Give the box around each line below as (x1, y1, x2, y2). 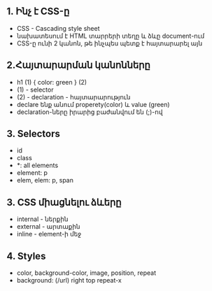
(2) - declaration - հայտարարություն (16, 92, 131, 101)
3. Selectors (6, 128, 60, 140)
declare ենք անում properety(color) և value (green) (16, 100, 170, 108)
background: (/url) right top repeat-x (16, 276, 122, 285)
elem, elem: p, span (16, 176, 74, 185)
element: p (16, 169, 48, 177)
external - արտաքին (16, 222, 80, 231)
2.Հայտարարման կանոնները (6, 59, 151, 71)
